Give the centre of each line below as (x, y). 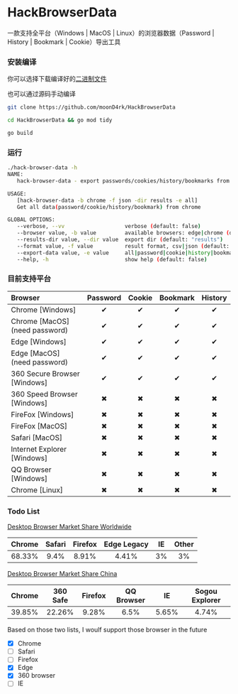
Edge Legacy (126, 544)
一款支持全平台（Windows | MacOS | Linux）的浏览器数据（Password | (111, 33)
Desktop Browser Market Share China (62, 574)
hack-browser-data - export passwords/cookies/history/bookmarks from (123, 181)
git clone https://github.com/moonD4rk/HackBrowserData (91, 107)
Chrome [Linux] (37, 489)
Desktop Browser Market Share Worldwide (70, 527)
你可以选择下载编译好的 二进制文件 (57, 79)
